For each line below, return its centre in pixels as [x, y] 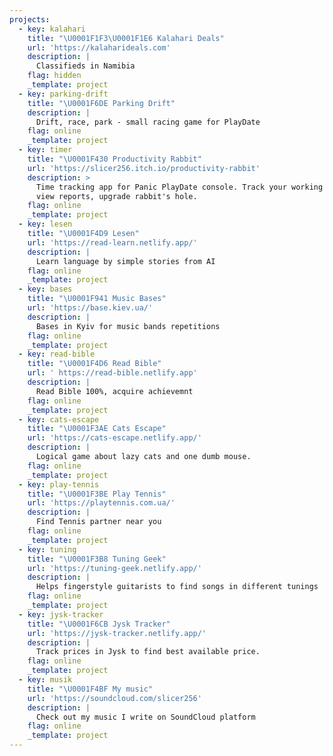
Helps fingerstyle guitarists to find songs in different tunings [177, 587]
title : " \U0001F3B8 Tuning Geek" [97, 559]
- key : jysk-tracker [61, 614]
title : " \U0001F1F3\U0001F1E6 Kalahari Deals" [126, 38]
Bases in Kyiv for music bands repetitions [128, 326]
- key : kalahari [52, 29]
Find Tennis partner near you [98, 522]
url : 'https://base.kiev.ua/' [90, 308]
